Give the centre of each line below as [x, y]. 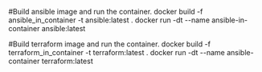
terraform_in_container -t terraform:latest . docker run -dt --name [117, 52]
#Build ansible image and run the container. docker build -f [106, 12]
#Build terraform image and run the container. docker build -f [110, 44]
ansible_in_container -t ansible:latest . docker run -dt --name [109, 20]
